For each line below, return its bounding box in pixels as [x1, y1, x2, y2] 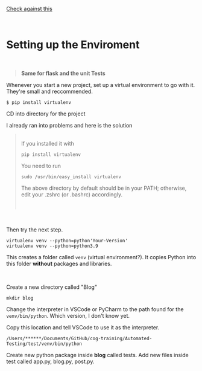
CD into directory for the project [6, 110, 86, 117]
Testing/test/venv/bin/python [6, 341, 83, 347]
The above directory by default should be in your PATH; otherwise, [21, 184, 187, 192]
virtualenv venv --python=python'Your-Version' [6, 237, 128, 244]
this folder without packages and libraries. [6, 260, 112, 267]
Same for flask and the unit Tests [21, 69, 106, 77]
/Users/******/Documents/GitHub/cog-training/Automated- [6, 335, 153, 341]
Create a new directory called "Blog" [6, 283, 98, 291]
